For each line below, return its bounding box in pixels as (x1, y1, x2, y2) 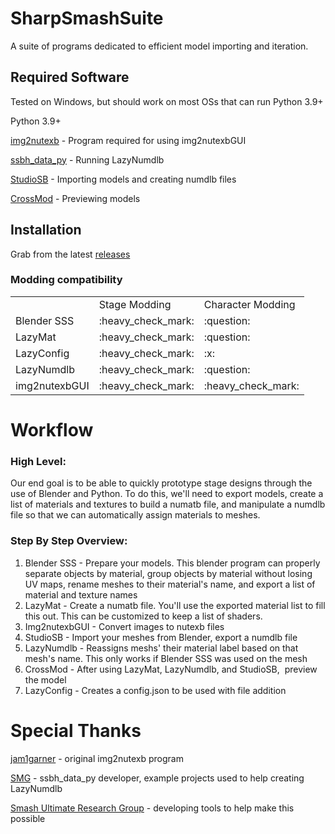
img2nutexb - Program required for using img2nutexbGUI (10, 134, 247, 146)
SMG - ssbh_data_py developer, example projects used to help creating (10, 772, 305, 784)
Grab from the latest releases (10, 248, 131, 260)
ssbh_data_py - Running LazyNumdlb (10, 153, 165, 166)
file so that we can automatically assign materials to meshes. (10, 509, 261, 521)
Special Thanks (10, 719, 142, 742)
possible (10, 812, 46, 824)
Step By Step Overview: (10, 534, 128, 548)
